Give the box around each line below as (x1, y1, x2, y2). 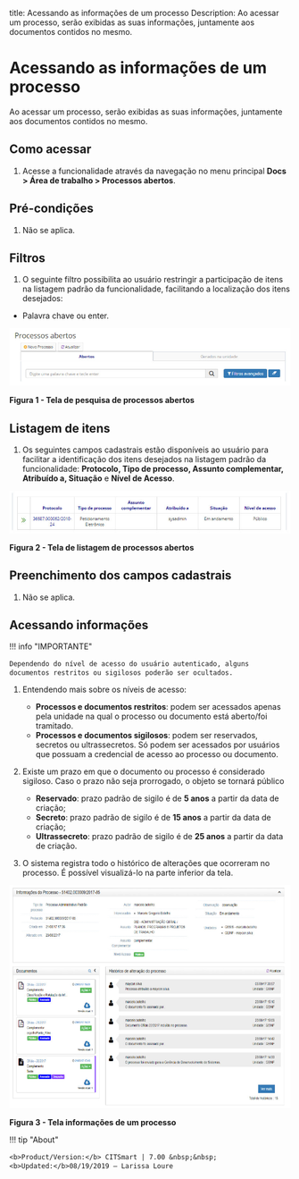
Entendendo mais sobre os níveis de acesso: (21, 684, 187, 695)
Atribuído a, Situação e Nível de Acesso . (21, 473, 175, 484)
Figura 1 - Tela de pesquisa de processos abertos (9, 395, 195, 406)
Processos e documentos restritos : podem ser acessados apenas (35, 702, 281, 712)
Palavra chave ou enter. (21, 310, 110, 321)
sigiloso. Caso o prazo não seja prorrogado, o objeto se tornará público (21, 776, 285, 787)
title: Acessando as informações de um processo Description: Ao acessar (9, 8, 279, 18)
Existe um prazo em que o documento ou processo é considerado (21, 766, 265, 777)
